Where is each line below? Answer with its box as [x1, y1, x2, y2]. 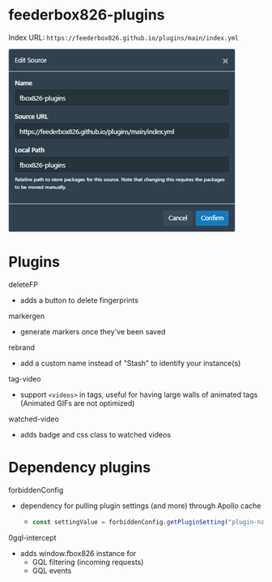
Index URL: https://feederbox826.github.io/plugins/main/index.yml [8, 32, 239, 42]
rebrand [8, 343, 35, 352]
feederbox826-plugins [8, 6, 165, 24]
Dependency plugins [8, 459, 151, 476]
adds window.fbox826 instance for [19, 548, 137, 558]
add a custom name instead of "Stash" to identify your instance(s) [19, 358, 241, 368]
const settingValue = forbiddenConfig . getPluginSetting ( [32, 518, 229, 526]
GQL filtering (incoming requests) [32, 557, 144, 567]
